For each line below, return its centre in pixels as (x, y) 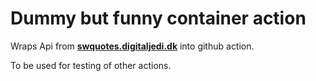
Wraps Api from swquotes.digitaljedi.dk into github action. (132, 46)
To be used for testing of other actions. (91, 65)
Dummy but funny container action (158, 18)
